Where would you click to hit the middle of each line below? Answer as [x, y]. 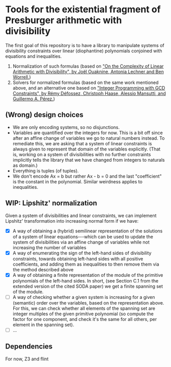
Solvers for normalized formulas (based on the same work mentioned [86, 82]
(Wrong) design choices [44, 115]
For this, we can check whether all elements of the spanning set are [84, 308]
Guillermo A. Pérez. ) [34, 99]
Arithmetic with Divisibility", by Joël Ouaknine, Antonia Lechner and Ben [88, 71]
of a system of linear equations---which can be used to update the [83, 236]
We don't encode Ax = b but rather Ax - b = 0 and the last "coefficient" [87, 176]
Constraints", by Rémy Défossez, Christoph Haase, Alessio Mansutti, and [89, 93]
